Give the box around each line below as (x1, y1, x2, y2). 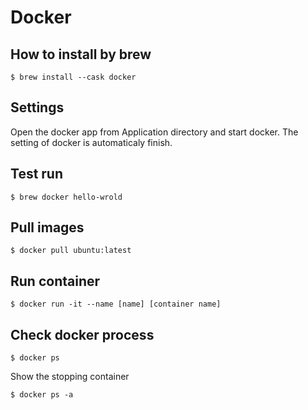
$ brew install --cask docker (10, 72, 137, 82)
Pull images (10, 219, 85, 236)
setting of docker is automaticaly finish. (10, 136, 173, 148)
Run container (10, 272, 101, 290)
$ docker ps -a (10, 390, 74, 400)
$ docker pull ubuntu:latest (10, 246, 132, 256)
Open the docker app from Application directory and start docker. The (10, 126, 299, 138)
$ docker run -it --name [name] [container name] (10, 299, 222, 310)
